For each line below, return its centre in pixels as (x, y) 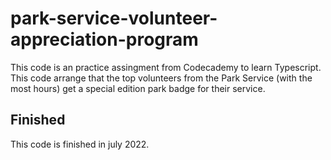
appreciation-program (104, 39)
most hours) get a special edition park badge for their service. (138, 88)
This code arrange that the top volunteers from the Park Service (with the (161, 78)
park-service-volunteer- (114, 18)
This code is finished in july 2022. (80, 144)
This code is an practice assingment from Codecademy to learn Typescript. (166, 67)
